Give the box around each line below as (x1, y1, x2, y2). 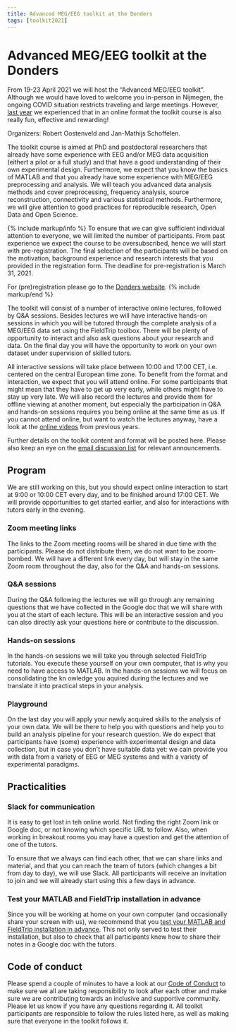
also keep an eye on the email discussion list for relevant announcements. (7, 444, 222, 452)
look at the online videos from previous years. (7, 423, 140, 431)
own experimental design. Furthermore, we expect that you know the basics (7, 165, 228, 174)
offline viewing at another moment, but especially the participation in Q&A (7, 400, 222, 409)
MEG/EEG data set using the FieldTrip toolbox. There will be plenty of (7, 326, 209, 335)
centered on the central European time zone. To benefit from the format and (7, 370, 228, 378)
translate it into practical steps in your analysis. (7, 682, 144, 690)
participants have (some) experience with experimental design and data (7, 738, 216, 746)
